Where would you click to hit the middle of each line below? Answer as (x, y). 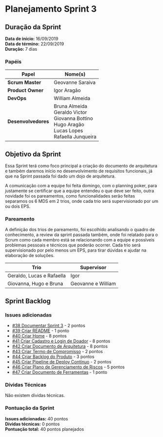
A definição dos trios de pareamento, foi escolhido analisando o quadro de (80, 230)
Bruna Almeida (71, 106)
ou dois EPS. (18, 206)
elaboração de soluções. (30, 256)
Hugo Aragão (69, 124)
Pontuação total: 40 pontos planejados (45, 429)
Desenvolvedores (28, 121)
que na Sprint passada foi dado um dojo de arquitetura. (60, 176)
